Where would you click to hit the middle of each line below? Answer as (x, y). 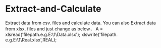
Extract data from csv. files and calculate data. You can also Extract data (81, 23)
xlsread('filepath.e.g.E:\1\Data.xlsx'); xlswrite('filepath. (61, 34)
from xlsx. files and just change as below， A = (54, 29)
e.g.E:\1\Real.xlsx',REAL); (31, 40)
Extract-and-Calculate (53, 9)
